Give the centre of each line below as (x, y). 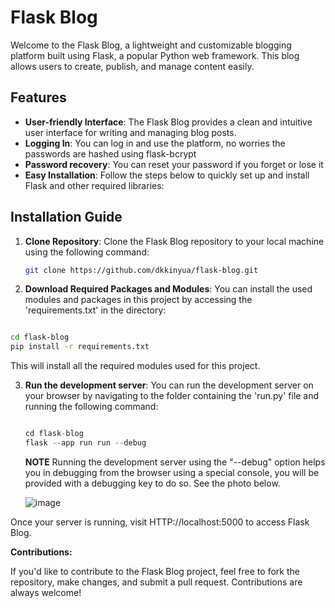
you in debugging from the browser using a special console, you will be (172, 472)
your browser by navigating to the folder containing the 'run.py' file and (172, 396)
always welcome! (46, 592)
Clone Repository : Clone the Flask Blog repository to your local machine (174, 241)
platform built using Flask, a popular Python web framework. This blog (155, 55)
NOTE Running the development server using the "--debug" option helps (175, 462)
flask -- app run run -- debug (85, 443)
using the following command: (87, 252)
